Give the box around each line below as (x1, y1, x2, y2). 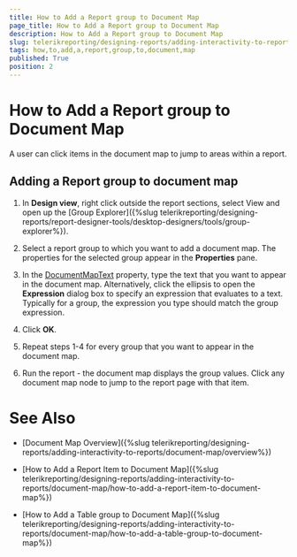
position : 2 (9, 63, 53, 72)
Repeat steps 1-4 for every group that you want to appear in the (21, 341, 255, 352)
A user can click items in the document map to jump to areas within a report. (9, 148, 287, 159)
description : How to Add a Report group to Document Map (9, 29, 224, 38)
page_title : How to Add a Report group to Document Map (9, 21, 219, 30)
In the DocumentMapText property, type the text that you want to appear (21, 269, 287, 279)
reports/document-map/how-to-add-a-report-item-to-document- (21, 483, 262, 493)
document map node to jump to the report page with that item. (21, 377, 249, 387)
